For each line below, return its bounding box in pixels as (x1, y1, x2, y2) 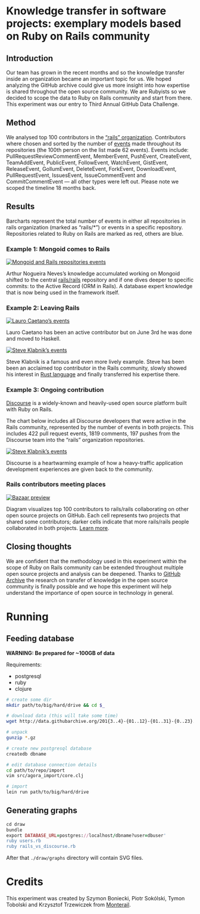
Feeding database (6, 634, 74, 644)
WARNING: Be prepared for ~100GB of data (6, 649, 115, 656)
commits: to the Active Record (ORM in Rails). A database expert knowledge (6, 282, 193, 289)
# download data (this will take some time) (6, 713, 118, 719)
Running (6, 610, 49, 623)
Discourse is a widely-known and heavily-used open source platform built (6, 399, 187, 406)
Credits (6, 875, 43, 888)
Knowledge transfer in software (6, 4, 167, 18)
